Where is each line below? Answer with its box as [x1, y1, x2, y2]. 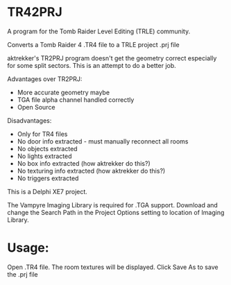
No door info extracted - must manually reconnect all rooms [17, 137, 189, 146]
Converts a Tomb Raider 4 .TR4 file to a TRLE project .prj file [7, 40, 180, 49]
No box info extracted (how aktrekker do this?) [17, 159, 151, 167]
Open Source [17, 103, 55, 111]
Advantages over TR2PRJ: [7, 74, 83, 83]
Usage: [7, 240, 50, 256]
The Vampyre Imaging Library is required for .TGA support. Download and [7, 200, 219, 209]
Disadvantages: [7, 116, 52, 125]
